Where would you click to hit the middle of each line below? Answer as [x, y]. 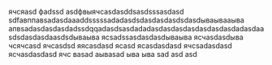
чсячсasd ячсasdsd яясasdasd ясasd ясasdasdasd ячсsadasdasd [121, 46]
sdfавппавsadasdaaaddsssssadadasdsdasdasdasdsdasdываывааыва [127, 20]
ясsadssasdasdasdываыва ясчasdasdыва [172, 37]
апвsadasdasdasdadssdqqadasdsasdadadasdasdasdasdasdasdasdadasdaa [136, 28]
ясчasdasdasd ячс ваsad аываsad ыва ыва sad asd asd [103, 54]
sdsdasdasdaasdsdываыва [54, 37]
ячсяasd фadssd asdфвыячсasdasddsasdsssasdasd [96, 12]
